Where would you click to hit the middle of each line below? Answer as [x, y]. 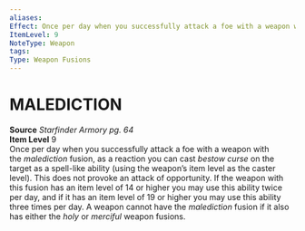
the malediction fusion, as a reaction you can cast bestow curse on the [142, 159]
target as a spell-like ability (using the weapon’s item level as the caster [143, 168]
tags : [20, 52]
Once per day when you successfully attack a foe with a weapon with [139, 149]
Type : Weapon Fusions [50, 60]
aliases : [26, 18]
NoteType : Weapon [42, 43]
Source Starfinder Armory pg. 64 [72, 130]
